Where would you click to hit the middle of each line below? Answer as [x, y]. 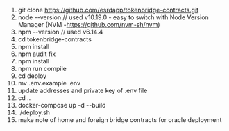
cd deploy [32, 76]
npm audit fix [37, 54]
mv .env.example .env [49, 83]
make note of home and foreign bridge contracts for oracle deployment [120, 120]
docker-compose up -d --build [62, 105]
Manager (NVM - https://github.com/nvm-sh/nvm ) [89, 24]
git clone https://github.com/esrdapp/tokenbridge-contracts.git [108, 10]
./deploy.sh [34, 112]
